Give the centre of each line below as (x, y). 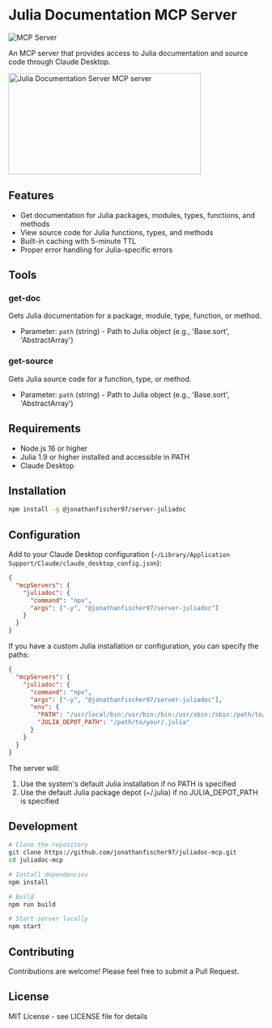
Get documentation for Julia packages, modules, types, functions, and (138, 215)
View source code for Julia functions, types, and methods (117, 232)
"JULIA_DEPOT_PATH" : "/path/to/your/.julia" (114, 722)
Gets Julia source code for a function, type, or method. (100, 379)
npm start (25, 927)
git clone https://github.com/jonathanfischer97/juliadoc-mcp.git (123, 853)
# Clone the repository (49, 845)
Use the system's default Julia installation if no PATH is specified (128, 783)
